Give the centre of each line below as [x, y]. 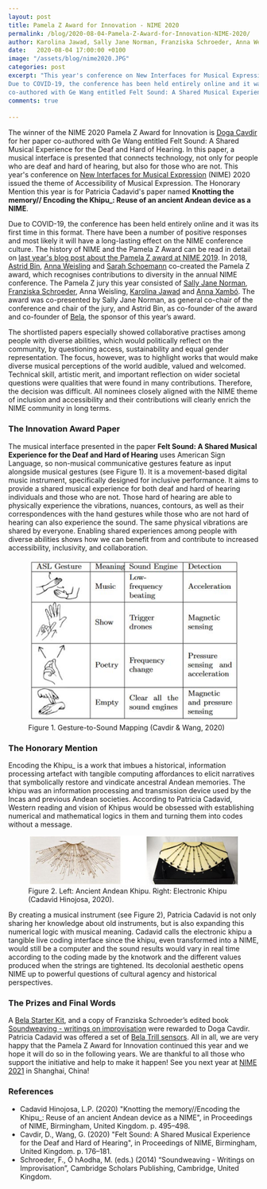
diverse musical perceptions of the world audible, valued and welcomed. [127, 366]
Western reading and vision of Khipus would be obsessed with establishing [131, 808]
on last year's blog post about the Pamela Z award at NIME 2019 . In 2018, [128, 258]
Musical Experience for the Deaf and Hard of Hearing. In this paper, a [122, 149]
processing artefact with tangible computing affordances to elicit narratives [132, 773]
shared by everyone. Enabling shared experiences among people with [122, 531]
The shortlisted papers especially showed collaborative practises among [127, 332]
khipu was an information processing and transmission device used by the [130, 790]
